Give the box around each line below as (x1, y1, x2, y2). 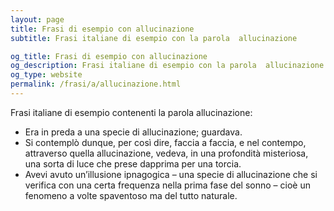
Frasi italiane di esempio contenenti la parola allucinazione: (10, 106, 253, 118)
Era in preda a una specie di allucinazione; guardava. (24, 126, 243, 138)
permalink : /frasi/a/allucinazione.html (10, 79, 182, 90)
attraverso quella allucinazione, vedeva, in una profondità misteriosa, (24, 147, 309, 159)
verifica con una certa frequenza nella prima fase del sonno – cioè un (24, 179, 311, 191)
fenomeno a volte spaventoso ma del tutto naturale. (24, 189, 238, 201)
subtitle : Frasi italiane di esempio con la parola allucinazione (10, 33, 298, 43)
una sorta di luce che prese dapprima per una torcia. (24, 157, 242, 170)
